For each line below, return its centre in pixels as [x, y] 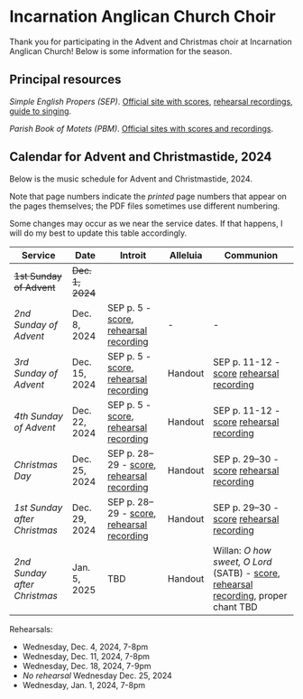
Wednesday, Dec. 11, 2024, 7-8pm [86, 656]
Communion [251, 255]
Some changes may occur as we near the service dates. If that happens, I [146, 223]
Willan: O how [243, 550]
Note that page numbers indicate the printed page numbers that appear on [148, 196]
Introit [133, 255]
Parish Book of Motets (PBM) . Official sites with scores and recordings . [141, 128]
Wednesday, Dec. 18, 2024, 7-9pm [87, 666]
